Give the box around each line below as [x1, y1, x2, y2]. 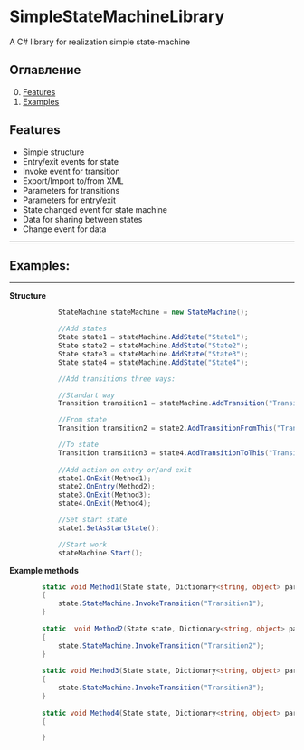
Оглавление [9, 62, 81, 78]
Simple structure [22, 147, 85, 157]
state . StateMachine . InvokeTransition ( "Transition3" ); [57, 683, 265, 692]
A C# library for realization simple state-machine [9, 36, 191, 47]
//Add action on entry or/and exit [57, 465, 193, 474]
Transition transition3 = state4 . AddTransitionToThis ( [57, 448, 270, 458]
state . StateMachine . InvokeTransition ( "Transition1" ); [57, 599, 265, 608]
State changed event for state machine [22, 204, 167, 214]
